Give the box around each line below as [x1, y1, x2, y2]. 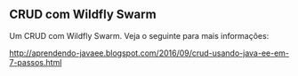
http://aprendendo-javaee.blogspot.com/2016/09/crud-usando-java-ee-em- [9, 48, 290, 58]
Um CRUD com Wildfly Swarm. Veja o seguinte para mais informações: [9, 30, 270, 41]
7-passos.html [9, 57, 62, 67]
